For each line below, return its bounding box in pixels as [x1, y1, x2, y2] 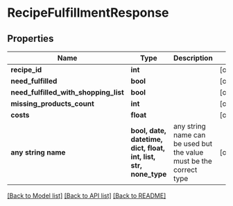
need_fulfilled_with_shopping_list [10, 88, 125, 97]
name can [173, 130, 206, 140]
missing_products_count [10, 99, 95, 109]
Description [173, 54, 213, 63]
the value [173, 148, 204, 157]
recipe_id [10, 65, 42, 74]
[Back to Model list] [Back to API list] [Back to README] [7, 191, 166, 200]
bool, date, [130, 126, 166, 135]
